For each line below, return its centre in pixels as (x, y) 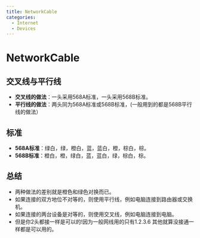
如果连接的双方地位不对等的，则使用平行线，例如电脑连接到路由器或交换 (104, 199)
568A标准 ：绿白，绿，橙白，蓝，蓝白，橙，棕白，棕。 (82, 148)
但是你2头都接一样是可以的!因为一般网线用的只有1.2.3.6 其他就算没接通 (102, 221)
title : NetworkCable (32, 12)
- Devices (24, 28)
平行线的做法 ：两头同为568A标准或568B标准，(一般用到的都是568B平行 (103, 105)
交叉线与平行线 (34, 81)
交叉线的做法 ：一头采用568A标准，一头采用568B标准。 (83, 97)
